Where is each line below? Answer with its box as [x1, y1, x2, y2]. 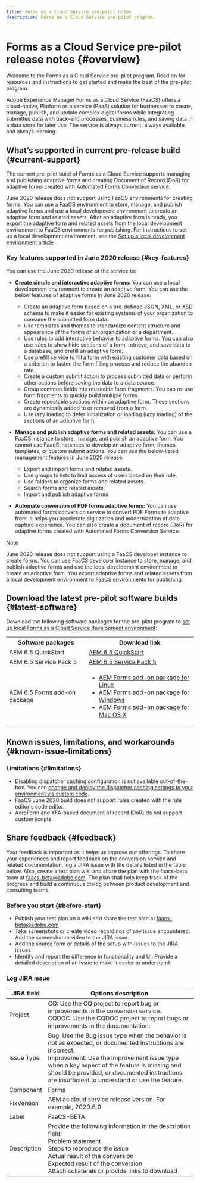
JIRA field [11, 990, 40, 998]
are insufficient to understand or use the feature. [48, 1076, 183, 1084]
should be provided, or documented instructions [48, 1069, 183, 1077]
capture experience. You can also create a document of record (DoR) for [14, 521, 193, 528]
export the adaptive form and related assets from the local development [6, 220, 183, 227]
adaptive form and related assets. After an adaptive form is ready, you [6, 214, 177, 221]
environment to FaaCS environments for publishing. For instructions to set [6, 226, 187, 233]
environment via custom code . [14, 790, 90, 798]
